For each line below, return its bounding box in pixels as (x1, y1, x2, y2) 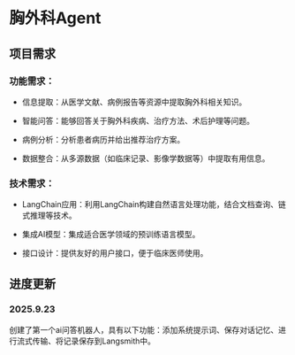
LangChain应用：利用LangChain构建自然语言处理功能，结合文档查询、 (21, 199, 279, 210)
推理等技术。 (29, 210, 77, 221)
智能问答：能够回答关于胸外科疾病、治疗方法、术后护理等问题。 (21, 115, 254, 126)
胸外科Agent (9, 8, 102, 28)
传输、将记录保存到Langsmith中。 (32, 336, 156, 346)
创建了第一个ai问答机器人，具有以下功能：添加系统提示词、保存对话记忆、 (9, 324, 279, 335)
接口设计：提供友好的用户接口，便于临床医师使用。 (21, 248, 208, 259)
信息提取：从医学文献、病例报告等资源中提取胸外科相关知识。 (21, 96, 247, 107)
